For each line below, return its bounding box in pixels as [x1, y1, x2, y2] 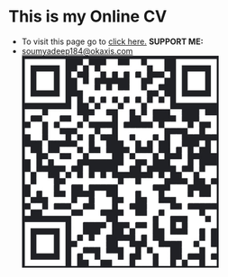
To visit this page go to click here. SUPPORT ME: [21, 36, 204, 47]
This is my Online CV [8, 6, 168, 27]
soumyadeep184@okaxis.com [21, 45, 133, 56]
